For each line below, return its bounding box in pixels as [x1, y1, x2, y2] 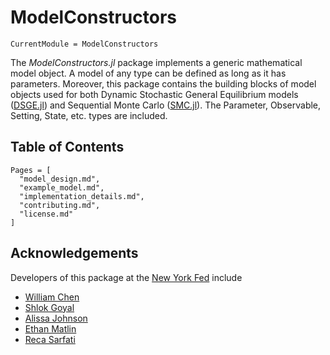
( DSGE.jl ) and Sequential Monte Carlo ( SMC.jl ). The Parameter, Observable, [10, 99, 322, 111]
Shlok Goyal [24, 301, 75, 313]
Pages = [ [10, 165, 52, 175]
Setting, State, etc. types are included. [10, 109, 168, 121]
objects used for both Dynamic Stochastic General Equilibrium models [10, 88, 299, 100]
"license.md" [19, 209, 74, 219]
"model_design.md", [19, 174, 101, 184]
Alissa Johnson [24, 312, 88, 324]
